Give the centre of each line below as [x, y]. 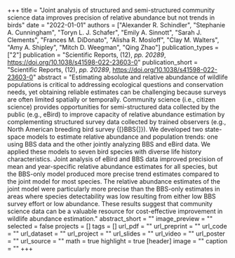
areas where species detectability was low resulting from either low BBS [112, 196]
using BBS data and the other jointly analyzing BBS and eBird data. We [109, 144]
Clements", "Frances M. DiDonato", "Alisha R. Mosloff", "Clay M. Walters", [113, 40]
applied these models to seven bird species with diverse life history [105, 151]
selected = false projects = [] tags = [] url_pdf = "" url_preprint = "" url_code [117, 226]
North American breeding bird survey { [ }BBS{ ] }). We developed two [105, 129]
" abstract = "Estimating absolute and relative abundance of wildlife [130, 77]
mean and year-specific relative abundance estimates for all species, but [113, 167]
